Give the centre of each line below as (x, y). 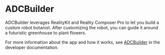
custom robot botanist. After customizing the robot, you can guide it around (82, 27)
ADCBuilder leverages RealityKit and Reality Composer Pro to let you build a (82, 22)
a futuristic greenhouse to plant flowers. (46, 33)
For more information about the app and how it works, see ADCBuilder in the (82, 42)
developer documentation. (32, 47)
